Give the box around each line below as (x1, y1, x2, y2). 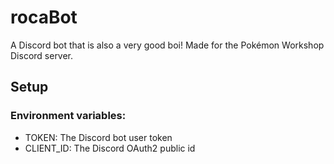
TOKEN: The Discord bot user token (24, 131, 173, 143)
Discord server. (10, 49, 74, 61)
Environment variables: (10, 109, 127, 123)
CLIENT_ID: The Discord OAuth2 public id (24, 142, 196, 154)
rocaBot (10, 6, 78, 29)
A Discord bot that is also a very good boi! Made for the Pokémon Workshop (10, 39, 325, 51)
